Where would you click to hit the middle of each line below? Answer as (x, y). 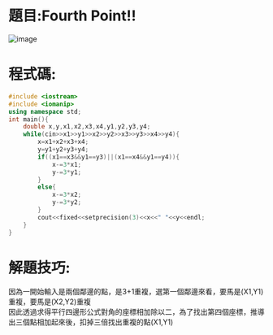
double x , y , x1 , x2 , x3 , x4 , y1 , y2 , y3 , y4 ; (87, 127)
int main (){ (28, 119)
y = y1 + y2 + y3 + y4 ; (63, 150)
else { (47, 187)
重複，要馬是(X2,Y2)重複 (50, 302)
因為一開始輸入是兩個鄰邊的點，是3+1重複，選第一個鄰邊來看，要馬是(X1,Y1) (136, 292)
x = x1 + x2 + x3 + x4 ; (63, 142)
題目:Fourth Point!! (72, 16)
